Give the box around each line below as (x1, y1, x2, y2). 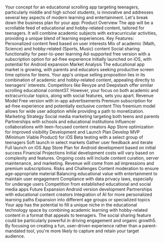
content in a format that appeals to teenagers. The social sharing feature (5, 213, 151, 218)
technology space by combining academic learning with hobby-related (5, 207, 148, 213)
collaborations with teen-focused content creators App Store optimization (5, 124, 154, 129)
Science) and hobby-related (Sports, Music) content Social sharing (5, 46, 140, 51)
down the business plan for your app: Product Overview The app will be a (5, 20, 153, 25)
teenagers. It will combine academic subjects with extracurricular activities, (5, 30, 158, 36)
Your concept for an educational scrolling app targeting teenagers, (5, 4, 140, 10)
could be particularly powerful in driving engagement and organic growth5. (5, 218, 157, 223)
